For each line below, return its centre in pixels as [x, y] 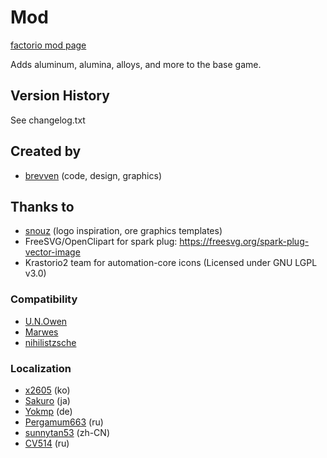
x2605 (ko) [47, 390]
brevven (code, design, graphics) [93, 175]
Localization [41, 368]
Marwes [41, 332]
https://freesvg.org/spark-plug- [244, 242]
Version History [60, 96]
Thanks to [42, 206]
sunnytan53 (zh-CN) [67, 432]
